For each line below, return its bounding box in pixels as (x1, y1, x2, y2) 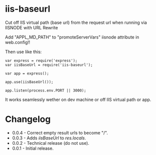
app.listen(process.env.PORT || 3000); (5, 88, 87, 93)
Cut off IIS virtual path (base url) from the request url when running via (5, 19, 147, 25)
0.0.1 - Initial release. (12, 145, 54, 151)
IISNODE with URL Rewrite (5, 24, 58, 30)
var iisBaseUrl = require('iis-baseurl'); (5, 62, 93, 67)
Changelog (5, 114, 51, 125)
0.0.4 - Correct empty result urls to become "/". (12, 130, 109, 136)
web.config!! (5, 39, 30, 45)
